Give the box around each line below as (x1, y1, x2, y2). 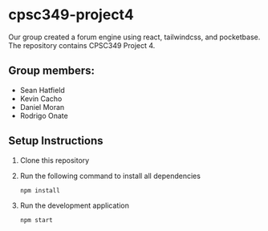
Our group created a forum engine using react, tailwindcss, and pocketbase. (8, 32, 261, 42)
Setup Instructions (8, 134, 104, 148)
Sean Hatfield (19, 85, 66, 95)
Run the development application (19, 201, 130, 210)
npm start (19, 217, 54, 225)
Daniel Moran (19, 102, 65, 111)
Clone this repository (19, 155, 90, 165)
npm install (19, 186, 60, 194)
